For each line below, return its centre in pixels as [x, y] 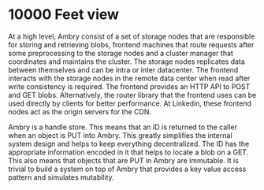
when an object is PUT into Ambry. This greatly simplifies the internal [120, 135]
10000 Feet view [64, 15]
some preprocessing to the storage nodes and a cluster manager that [121, 53]
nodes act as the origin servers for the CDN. [80, 111]
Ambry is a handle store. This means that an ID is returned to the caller [123, 127]
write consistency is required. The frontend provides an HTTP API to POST [129, 86]
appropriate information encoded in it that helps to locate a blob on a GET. [128, 152]
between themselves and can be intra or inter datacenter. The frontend [123, 69]
